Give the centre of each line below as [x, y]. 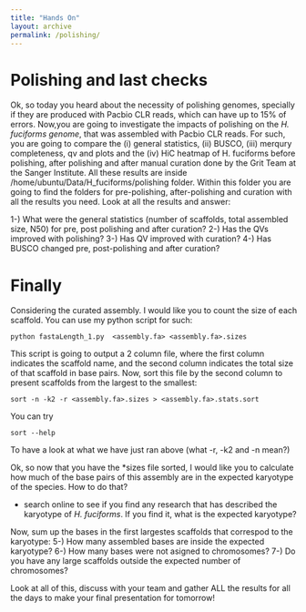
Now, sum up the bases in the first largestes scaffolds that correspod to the [152, 532]
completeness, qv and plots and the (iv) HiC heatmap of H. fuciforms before [153, 153]
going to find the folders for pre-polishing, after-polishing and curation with [151, 192]
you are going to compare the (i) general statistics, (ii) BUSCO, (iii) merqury [151, 144]
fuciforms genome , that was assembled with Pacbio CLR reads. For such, [148, 134]
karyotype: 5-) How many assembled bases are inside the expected [138, 542]
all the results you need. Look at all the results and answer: [121, 202]
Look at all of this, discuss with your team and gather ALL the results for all [150, 588]
